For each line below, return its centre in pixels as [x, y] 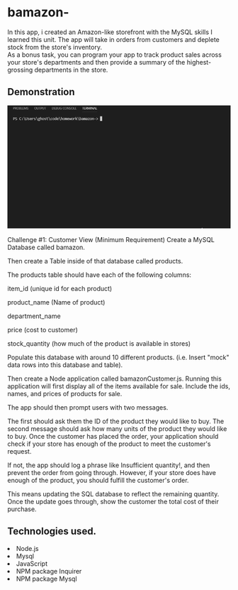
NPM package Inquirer [49, 571]
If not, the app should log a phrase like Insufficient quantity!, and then [109, 465]
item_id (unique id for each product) [60, 288]
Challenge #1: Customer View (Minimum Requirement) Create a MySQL [111, 239]
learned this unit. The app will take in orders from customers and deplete [113, 39]
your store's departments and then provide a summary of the [96, 62]
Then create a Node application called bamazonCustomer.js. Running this [114, 378]
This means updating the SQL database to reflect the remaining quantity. [113, 493]
